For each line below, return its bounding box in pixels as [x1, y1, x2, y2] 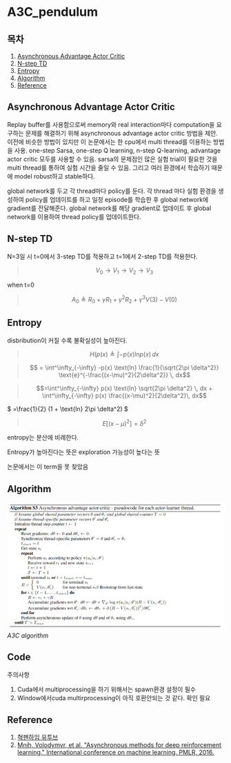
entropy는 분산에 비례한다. [7, 434, 79, 442]
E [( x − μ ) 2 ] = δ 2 [102, 418, 147, 427]
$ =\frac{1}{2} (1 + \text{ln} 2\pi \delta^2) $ [7, 405, 129, 413]
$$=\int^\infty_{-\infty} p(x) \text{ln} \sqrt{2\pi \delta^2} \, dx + [36, 384, 213, 392]
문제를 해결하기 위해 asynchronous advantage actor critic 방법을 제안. [25, 129, 219, 137]
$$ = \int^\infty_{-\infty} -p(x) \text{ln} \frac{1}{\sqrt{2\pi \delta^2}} [30, 363, 219, 372]
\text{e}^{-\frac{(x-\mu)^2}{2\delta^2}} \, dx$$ [58, 370, 191, 379]
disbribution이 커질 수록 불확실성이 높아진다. [7, 336, 128, 345]
